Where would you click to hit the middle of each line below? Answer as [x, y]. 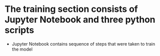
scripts [19, 30]
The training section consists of [71, 9]
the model [22, 49]
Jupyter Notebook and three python [80, 20]
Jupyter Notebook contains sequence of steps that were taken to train [83, 44]
